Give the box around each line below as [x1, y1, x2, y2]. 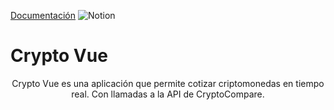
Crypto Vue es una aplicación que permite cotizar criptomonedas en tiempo [11, 77, 325, 89]
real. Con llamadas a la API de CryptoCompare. [71, 88, 265, 100]
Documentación [10, 10, 77, 21]
